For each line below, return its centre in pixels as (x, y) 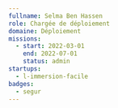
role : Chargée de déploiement (59, 24)
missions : (25, 39)
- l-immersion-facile (52, 76)
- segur (29, 91)
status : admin (46, 62)
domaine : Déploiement (45, 31)
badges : (21, 84)
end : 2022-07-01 (51, 54)
